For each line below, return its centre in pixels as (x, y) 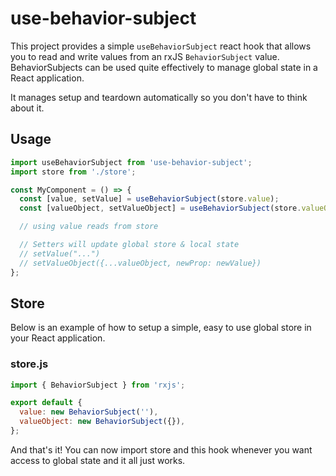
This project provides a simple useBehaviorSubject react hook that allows (161, 46)
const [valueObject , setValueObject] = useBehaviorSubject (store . (160, 208)
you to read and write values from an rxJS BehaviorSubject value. (145, 56)
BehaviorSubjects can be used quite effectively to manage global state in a (164, 67)
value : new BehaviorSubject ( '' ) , (89, 412)
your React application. (58, 338)
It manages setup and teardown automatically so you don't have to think (159, 97)
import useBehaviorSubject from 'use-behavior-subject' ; (131, 162)
